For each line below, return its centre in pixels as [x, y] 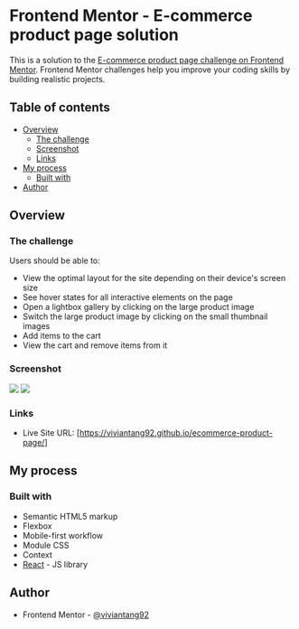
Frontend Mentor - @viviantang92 [86, 615]
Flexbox [37, 526]
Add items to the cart [61, 336]
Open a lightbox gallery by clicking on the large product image [138, 307]
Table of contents [60, 108]
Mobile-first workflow [63, 535]
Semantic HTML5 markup [70, 516]
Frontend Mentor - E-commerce [131, 16]
